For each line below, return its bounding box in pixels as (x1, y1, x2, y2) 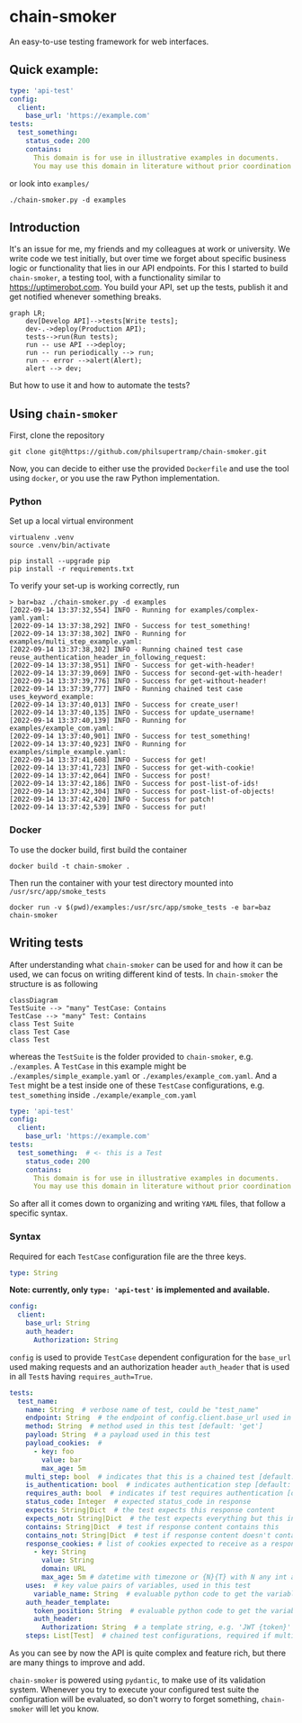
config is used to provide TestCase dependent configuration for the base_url (9, 1352, 292, 1363)
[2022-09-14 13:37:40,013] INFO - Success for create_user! (9, 700, 240, 709)
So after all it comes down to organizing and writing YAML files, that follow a (9, 1199, 286, 1209)
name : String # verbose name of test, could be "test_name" (25, 1405, 259, 1414)
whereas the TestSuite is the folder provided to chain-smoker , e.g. (9, 1051, 253, 1062)
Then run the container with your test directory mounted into (9, 877, 234, 889)
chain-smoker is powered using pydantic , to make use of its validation (9, 1674, 266, 1686)
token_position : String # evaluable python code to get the (32, 1606, 268, 1615)
